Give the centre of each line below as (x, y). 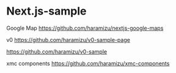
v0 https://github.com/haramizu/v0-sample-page (68, 40)
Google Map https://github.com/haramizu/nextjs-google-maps (85, 28)
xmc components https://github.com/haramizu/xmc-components (88, 63)
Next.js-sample (46, 11)
